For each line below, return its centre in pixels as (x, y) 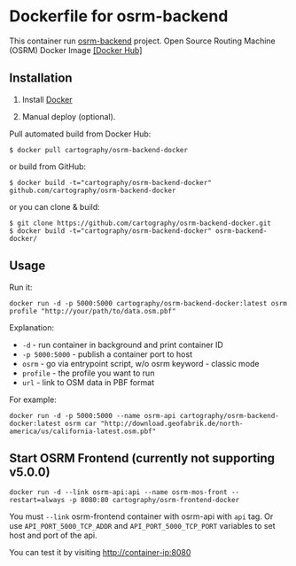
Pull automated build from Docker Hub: (80, 134)
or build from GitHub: (48, 167)
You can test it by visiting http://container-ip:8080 (100, 553)
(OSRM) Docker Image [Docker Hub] (76, 50)
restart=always (37, 500)
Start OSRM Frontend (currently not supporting (142, 458)
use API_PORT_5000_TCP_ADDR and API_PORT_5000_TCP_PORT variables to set (142, 526)
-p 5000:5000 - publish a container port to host (107, 354)
